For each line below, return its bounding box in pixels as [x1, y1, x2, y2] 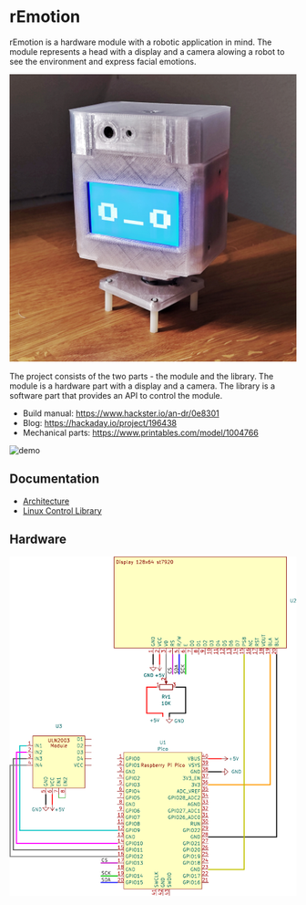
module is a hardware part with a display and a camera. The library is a [9, 380, 276, 391]
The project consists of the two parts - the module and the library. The [9, 370, 274, 381]
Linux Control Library [22, 505, 102, 516]
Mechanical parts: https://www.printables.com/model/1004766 [22, 427, 260, 438]
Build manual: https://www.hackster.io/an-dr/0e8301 [22, 408, 220, 419]
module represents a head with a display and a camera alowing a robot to [9, 46, 285, 57]
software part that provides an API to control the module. [9, 390, 223, 400]
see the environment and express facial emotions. [9, 56, 197, 67]
